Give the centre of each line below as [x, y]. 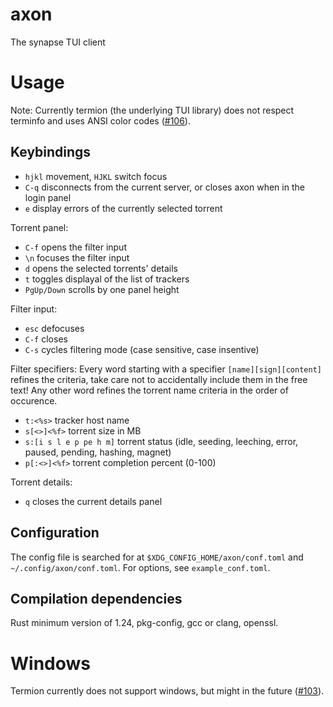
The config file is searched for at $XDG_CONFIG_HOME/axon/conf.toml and [157, 557]
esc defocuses [54, 328]
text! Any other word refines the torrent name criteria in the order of [149, 390]
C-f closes [46, 339]
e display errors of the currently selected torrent [123, 208]
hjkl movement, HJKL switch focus [96, 176]
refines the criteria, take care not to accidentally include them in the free [159, 379]
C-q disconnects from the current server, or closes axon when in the [164, 187]
